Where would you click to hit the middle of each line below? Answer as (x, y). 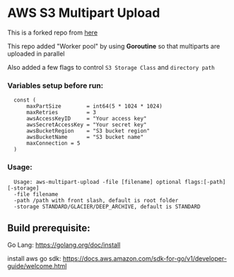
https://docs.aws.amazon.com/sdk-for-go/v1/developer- (145, 259)
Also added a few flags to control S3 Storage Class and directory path (111, 67)
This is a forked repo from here (52, 32)
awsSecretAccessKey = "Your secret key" (86, 125)
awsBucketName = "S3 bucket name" (84, 137)
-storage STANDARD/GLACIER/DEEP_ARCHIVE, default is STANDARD (107, 207)
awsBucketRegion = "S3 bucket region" (88, 131)
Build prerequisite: (49, 228)
